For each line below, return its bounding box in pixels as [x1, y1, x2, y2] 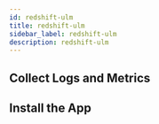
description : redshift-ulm [9, 37, 109, 47]
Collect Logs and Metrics [9, 70, 151, 85]
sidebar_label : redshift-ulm [9, 29, 117, 38]
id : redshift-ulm [9, 12, 74, 22]
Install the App [9, 101, 91, 116]
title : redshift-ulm [9, 21, 86, 30]
